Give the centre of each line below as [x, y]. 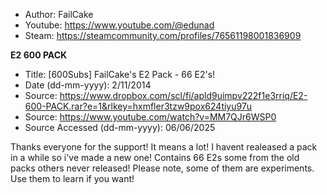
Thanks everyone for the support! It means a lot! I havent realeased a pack [164, 147]
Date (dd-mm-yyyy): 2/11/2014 [88, 85]
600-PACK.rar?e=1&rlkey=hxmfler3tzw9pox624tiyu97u [138, 106]
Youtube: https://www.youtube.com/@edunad [119, 25]
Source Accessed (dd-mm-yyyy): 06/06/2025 [120, 127]
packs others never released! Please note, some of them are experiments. [162, 168]
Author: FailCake [59, 14]
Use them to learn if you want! [72, 178]
